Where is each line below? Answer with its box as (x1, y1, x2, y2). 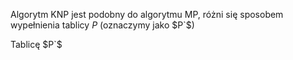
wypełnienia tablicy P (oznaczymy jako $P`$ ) (10, 19, 195, 31)
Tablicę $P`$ (10, 39, 63, 50)
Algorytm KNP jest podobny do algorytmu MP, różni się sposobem (10, 9, 284, 20)
